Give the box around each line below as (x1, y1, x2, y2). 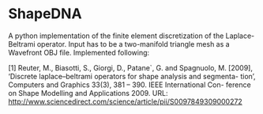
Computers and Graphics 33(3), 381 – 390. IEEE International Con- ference (8, 80, 251, 89)
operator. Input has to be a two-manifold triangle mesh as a (36, 39, 231, 48)
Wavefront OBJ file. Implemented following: (8, 47, 150, 57)
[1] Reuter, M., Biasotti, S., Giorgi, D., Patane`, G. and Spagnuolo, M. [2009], (8, 63, 254, 72)
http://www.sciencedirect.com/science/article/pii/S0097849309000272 (8, 97, 242, 106)
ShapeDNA (8, 5, 82, 23)
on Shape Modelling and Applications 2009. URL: (8, 88, 168, 97)
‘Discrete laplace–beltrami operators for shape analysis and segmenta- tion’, (8, 71, 256, 81)
